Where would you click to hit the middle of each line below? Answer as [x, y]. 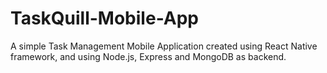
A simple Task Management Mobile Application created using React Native [164, 46]
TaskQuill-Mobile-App [104, 18]
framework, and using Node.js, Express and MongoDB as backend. [148, 56]
